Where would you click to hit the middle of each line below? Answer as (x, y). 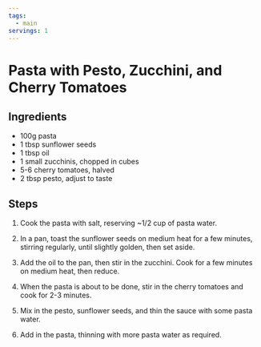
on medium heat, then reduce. (70, 271)
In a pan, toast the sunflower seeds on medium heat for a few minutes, (136, 239)
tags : (17, 16)
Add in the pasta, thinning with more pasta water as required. (120, 335)
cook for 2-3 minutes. (56, 295)
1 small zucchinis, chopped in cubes (79, 162)
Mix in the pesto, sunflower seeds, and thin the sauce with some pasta (136, 311)
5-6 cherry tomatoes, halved (67, 170)
